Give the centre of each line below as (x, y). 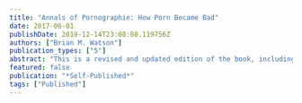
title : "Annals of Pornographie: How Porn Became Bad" (114, 17)
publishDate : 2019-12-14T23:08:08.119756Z (90, 34)
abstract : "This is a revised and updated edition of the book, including (152, 59)
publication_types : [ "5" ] (58, 51)
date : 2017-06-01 (42, 26)
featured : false (40, 68)
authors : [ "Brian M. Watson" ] (66, 43)
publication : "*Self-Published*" (72, 76)
